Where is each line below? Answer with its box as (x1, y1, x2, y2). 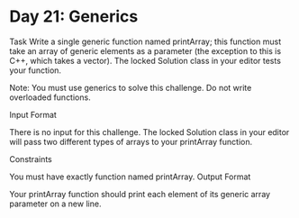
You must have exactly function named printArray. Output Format (9, 171, 251, 182)
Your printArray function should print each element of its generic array (9, 188, 271, 199)
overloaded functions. (9, 92, 92, 103)
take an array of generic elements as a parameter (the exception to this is (9, 45, 282, 56)
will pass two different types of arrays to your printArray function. (9, 136, 253, 147)
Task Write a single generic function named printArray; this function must (9, 36, 282, 47)
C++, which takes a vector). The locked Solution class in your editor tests (9, 55, 282, 66)
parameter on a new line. (9, 198, 102, 209)
